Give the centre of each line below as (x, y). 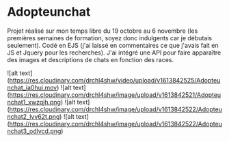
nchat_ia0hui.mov (32, 87)
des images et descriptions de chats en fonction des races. (91, 59)
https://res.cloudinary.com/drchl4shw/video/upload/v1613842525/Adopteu (115, 80)
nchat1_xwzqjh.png (34, 102)
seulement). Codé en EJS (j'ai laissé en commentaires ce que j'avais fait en (113, 45)
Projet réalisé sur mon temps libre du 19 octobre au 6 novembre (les (103, 31)
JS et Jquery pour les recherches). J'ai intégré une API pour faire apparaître (114, 53)
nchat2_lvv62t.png (33, 116)
